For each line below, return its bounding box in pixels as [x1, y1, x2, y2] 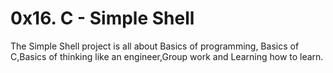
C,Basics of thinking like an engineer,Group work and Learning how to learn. [10, 50, 324, 62]
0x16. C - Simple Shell [10, 7, 195, 30]
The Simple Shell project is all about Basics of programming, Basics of [10, 40, 300, 52]
